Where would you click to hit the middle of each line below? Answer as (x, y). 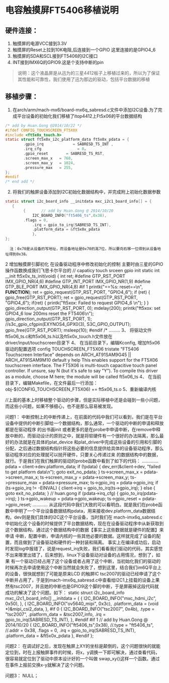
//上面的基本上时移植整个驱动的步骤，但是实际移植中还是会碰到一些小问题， (84, 400)
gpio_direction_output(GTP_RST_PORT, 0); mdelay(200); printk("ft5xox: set (83, 308)
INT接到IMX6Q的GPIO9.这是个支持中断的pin (58, 62)
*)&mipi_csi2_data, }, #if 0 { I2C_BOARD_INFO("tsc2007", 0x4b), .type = (80, 609)
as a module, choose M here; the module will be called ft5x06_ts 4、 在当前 (83, 377)
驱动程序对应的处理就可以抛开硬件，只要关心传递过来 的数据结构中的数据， (83, 455)
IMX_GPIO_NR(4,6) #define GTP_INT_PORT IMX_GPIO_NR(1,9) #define (78, 282)
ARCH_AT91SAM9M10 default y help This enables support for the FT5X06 (82, 360)
